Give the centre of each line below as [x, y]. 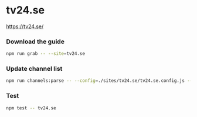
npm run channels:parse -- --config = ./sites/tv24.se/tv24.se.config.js [95, 81]
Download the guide [35, 42]
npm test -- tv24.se [31, 108]
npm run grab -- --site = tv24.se [45, 54]
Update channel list [34, 69]
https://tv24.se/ [25, 26]
